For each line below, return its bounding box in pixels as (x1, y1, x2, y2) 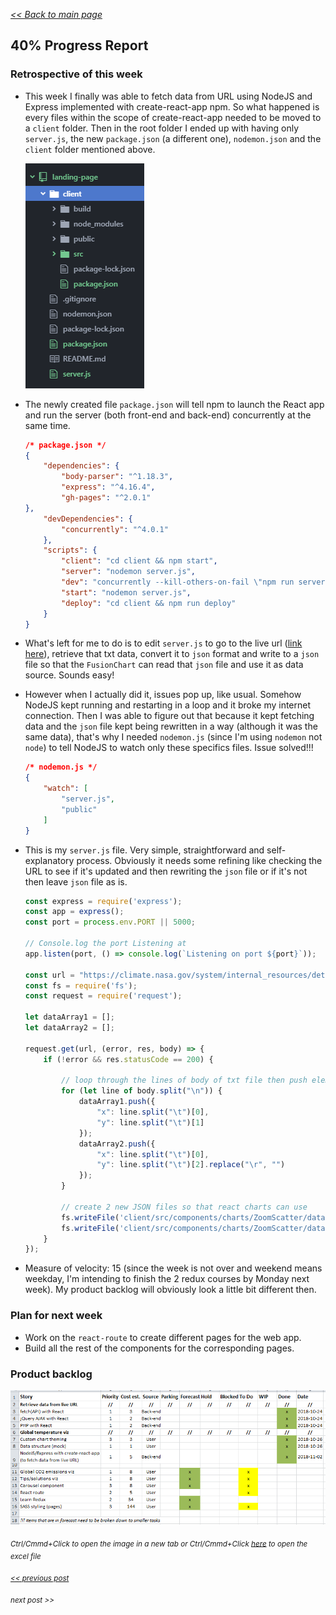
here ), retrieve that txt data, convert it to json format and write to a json (24, 648, 320, 660)
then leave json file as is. (24, 875, 128, 888)
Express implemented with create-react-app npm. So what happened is (24, 100, 320, 113)
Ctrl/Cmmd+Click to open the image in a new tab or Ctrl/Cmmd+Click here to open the (10, 1539, 308, 1549)
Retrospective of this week (10, 67, 143, 81)
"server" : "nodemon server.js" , (61, 567, 196, 577)
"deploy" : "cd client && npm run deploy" (61, 598, 237, 608)
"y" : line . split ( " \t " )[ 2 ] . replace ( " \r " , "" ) (96, 1160, 286, 1170)
